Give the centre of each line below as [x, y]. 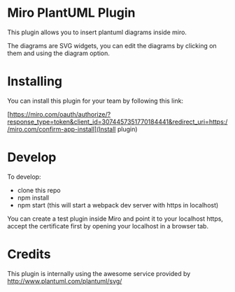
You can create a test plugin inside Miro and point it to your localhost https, [115, 219]
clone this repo [39, 190]
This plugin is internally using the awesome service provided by [99, 273]
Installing [35, 81]
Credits [29, 254]
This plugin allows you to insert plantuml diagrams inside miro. [97, 32]
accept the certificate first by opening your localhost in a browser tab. [108, 226]
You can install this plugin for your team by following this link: [95, 101]
